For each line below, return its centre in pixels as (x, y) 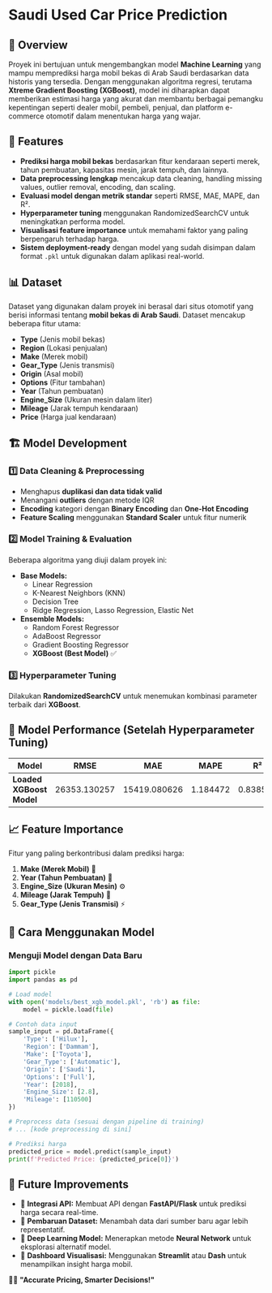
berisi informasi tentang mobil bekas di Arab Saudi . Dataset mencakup (127, 315)
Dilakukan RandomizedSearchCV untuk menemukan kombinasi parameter (133, 696)
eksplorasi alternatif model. (66, 1247)
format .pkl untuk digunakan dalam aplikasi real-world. (112, 256)
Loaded (28, 779)
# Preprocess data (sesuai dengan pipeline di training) (106, 1122)
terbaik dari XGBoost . (45, 705)
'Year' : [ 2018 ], (51, 1084)
